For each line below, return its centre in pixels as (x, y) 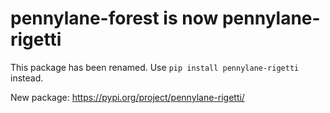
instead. (27, 78)
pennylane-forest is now (114, 18)
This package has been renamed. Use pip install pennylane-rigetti (155, 67)
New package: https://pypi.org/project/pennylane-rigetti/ (127, 97)
